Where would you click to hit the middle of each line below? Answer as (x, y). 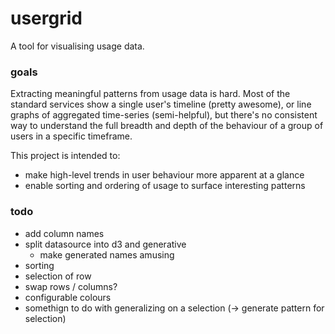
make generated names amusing (107, 254)
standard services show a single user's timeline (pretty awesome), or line (161, 104)
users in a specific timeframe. (71, 136)
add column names (64, 233)
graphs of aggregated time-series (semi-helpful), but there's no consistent (164, 115)
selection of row (58, 276)
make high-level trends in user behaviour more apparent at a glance (164, 175)
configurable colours (68, 297)
